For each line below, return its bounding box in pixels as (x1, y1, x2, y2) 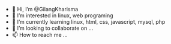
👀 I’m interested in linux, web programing (11, 12, 113, 19)
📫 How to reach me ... (11, 32, 68, 38)
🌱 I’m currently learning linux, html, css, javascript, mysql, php (11, 18, 166, 25)
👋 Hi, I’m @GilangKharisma (11, 6, 79, 12)
